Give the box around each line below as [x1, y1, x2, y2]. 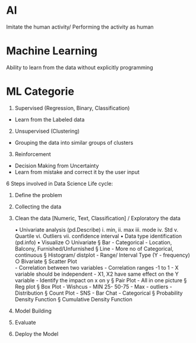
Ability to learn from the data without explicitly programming [6, 64, 153, 71]
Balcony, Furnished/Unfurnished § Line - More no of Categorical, [14, 245, 174, 252]
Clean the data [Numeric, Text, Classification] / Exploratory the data [14, 214, 181, 222]
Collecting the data [14, 203, 62, 210]
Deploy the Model [14, 330, 59, 337]
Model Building [14, 307, 52, 314]
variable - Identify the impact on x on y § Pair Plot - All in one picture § [14, 276, 187, 283]
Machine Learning [6, 44, 98, 58]
